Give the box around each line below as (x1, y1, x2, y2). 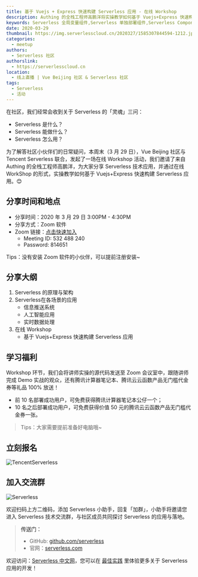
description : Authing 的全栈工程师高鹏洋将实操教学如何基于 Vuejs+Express (6, 14, 178, 20)
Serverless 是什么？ (14, 121, 63, 128)
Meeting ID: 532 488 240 (23, 235, 85, 242)
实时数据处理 (23, 319, 55, 326)
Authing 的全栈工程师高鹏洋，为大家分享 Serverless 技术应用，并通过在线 (6, 163, 184, 170)
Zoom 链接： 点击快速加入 (14, 228, 77, 235)
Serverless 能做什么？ (14, 128, 68, 135)
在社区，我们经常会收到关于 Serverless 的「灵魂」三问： (6, 108, 144, 115)
